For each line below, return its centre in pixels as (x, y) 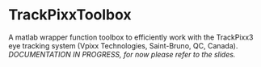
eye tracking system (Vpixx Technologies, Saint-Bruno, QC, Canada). (123, 45)
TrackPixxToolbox (70, 15)
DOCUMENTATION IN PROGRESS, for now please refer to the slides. (122, 54)
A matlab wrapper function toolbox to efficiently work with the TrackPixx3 (131, 37)
